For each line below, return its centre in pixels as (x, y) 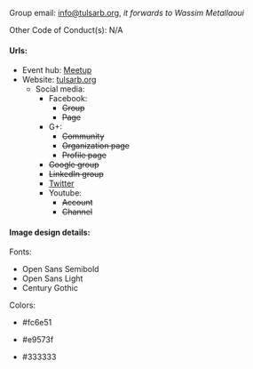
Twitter (61, 184)
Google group (74, 164)
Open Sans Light (52, 278)
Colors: (23, 305)
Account (77, 203)
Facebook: (68, 99)
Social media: (60, 89)
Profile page (84, 156)
